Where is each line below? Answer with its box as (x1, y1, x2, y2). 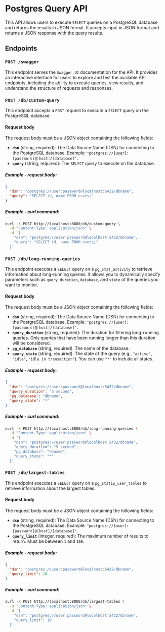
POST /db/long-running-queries (5, 256, 81, 262)
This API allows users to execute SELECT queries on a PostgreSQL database (5, 19, 158, 25)
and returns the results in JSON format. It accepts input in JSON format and (5, 24, 159, 30)
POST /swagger (5, 59, 39, 65)
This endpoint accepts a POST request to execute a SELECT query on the (5, 107, 149, 113)
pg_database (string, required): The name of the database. (12, 345, 130, 351)
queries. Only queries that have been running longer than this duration (12, 335, 156, 341)
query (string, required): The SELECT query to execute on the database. (12, 161, 155, 167)
